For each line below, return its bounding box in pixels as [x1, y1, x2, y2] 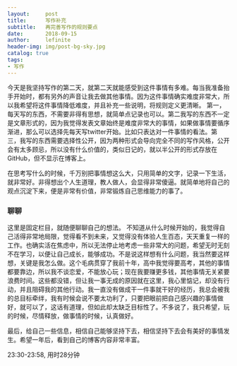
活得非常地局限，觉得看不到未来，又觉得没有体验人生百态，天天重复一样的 [13, 232, 230, 240]
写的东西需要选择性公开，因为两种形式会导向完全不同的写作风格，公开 [25, 136, 230, 145]
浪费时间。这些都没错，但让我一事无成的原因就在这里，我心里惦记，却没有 [7, 276, 224, 285]
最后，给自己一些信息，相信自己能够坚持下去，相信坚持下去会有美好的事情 [7, 326, 224, 335]
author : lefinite [7, 37, 71, 44]
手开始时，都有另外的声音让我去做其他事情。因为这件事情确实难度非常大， [7, 92, 224, 100]
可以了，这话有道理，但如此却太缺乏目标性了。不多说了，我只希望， [25, 302, 224, 311]
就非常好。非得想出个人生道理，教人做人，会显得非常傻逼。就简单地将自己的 [7, 177, 230, 186]
